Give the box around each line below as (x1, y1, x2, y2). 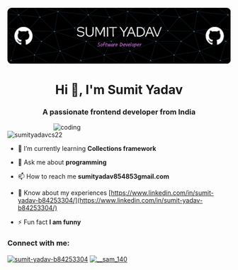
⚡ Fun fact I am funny (17, 218, 81, 226)
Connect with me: (7, 238, 70, 248)
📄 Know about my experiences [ (17, 189, 111, 197)
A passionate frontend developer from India (42, 107, 196, 117)
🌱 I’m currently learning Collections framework (17, 144, 157, 152)
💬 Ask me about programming (17, 157, 107, 167)
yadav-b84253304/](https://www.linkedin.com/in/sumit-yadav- (17, 196, 203, 204)
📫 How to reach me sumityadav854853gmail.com (17, 171, 170, 181)
